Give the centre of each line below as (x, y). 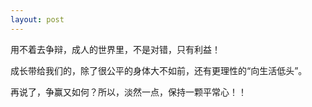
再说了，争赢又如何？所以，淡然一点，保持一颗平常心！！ (128, 92)
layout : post (37, 19)
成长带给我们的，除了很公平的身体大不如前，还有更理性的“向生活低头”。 (159, 70)
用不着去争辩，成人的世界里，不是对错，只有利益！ (115, 49)
